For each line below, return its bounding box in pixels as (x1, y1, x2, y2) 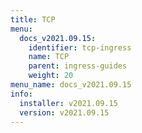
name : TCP (28, 52, 70, 62)
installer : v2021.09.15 (19, 98, 118, 108)
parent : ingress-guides (28, 61, 128, 71)
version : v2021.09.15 (19, 107, 110, 118)
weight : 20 (28, 71, 74, 81)
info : (10, 89, 33, 99)
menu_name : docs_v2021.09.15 (10, 80, 132, 90)
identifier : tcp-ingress (28, 42, 132, 53)
